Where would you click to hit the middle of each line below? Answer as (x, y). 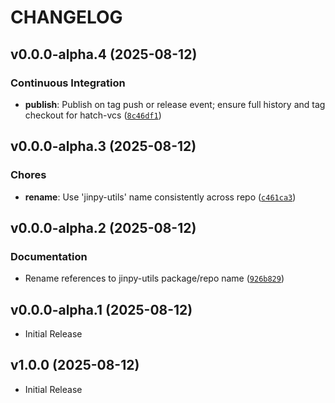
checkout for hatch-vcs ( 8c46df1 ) (93, 115)
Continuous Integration (68, 83)
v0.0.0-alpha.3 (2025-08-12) (103, 146)
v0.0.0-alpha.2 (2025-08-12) (103, 227)
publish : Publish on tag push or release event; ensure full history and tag (175, 104)
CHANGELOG (66, 17)
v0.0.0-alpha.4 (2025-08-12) (104, 54)
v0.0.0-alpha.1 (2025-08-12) (101, 309)
